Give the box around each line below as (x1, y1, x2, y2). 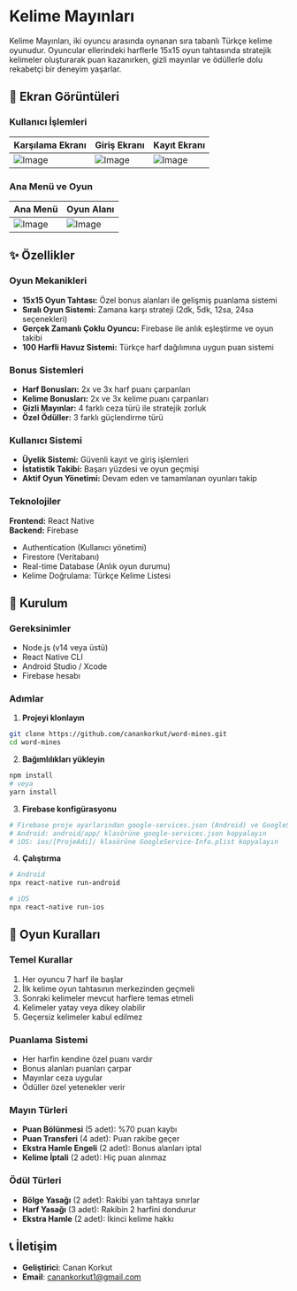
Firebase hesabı (21, 671, 81, 681)
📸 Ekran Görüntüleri (9, 89, 119, 104)
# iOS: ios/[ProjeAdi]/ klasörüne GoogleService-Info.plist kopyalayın (9, 837, 278, 846)
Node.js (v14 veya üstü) (21, 642, 109, 653)
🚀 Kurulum (9, 596, 68, 611)
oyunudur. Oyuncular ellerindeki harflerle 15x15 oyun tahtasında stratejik (9, 44, 272, 55)
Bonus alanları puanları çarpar (21, 1063, 132, 1073)
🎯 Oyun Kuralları (9, 927, 101, 942)
